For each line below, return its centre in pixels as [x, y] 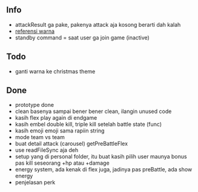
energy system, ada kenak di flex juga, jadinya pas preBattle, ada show [104, 170]
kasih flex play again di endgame [56, 118]
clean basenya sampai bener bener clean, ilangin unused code [93, 111]
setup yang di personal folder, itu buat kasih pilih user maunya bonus [101, 157]
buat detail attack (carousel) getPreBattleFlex [71, 144]
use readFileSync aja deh [47, 150]
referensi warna [35, 31]
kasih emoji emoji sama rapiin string [60, 131]
